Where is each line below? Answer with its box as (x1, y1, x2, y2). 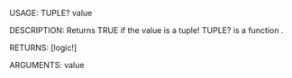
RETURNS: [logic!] (9, 42, 78, 53)
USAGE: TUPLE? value (9, 8, 93, 18)
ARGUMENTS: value (9, 60, 85, 70)
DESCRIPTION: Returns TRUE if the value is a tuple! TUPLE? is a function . (9, 25, 284, 35)
